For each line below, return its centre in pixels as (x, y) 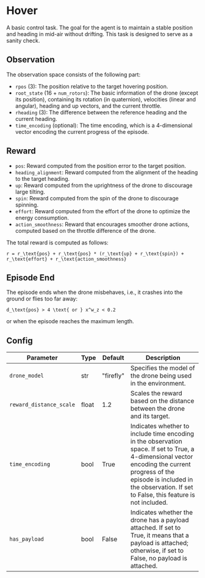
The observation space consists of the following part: (74, 75)
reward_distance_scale (42, 405)
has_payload (27, 539)
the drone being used (161, 376)
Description (163, 358)
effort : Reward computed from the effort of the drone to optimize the (103, 211)
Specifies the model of (163, 368)
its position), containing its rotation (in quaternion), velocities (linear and (106, 99)
